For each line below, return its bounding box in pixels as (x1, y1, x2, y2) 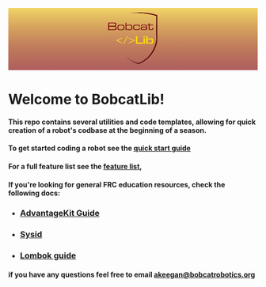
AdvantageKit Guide (19, 208, 101, 219)
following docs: (8, 188, 61, 198)
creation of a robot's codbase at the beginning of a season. (8, 125, 207, 134)
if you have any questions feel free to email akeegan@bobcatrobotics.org (8, 270, 256, 279)
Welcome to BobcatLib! (8, 91, 165, 108)
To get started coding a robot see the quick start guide (8, 143, 192, 153)
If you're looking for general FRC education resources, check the (8, 179, 226, 189)
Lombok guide (19, 250, 77, 261)
